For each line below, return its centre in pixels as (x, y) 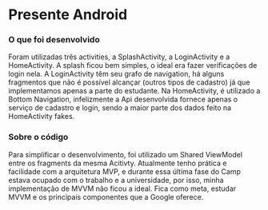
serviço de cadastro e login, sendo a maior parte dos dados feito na (120, 108)
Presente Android (68, 15)
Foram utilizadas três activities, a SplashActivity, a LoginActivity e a (119, 57)
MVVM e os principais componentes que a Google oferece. (106, 196)
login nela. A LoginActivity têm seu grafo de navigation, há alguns (116, 74)
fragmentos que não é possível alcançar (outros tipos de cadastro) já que (129, 82)
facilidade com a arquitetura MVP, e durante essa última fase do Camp (125, 171)
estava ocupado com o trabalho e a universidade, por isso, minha (116, 180)
